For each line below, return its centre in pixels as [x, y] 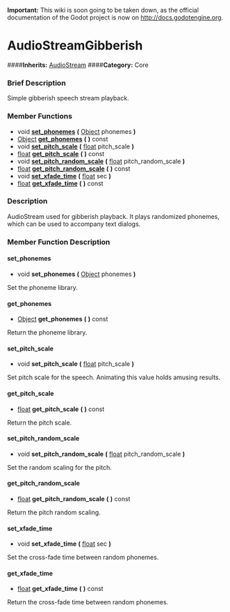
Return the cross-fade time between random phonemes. [88, 602]
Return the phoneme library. [47, 332]
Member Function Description [59, 242]
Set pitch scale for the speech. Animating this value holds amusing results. [114, 377]
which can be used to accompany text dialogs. [74, 224]
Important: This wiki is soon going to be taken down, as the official [103, 10]
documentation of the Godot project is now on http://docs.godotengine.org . [115, 17]
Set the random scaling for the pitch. [60, 467]
